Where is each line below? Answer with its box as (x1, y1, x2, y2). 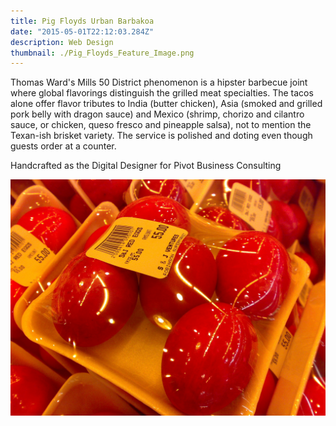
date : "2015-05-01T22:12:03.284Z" (10, 26, 155, 37)
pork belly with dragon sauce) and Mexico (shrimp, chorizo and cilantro (10, 108, 305, 120)
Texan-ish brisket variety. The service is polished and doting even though (10, 130, 313, 142)
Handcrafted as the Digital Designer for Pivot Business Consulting (10, 160, 282, 172)
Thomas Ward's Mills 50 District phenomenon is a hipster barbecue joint (10, 76, 308, 89)
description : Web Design (10, 37, 114, 47)
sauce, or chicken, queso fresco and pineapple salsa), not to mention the (10, 119, 312, 131)
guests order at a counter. (10, 140, 117, 152)
